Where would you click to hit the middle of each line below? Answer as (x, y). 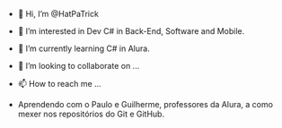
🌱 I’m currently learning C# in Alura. (84, 48)
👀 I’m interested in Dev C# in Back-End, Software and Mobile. (131, 31)
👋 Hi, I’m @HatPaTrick (58, 14)
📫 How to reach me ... (59, 84)
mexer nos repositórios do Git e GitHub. (91, 114)
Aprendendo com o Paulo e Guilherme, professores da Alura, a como (145, 104)
